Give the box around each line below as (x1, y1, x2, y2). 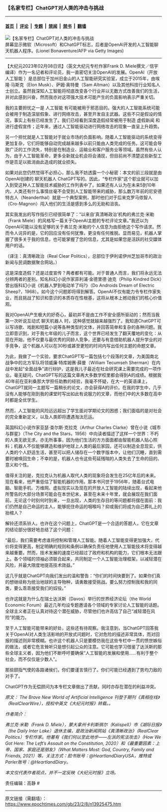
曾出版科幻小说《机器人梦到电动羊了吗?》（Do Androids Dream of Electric (5, 282, 155, 288)
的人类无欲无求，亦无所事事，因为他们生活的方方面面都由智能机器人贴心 (5, 437, 153, 443)
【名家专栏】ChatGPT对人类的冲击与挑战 (5, 4, 104, 11)
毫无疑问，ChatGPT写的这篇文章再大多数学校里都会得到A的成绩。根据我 (13, 372, 162, 378)
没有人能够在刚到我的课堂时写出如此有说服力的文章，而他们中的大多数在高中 (5, 390, 162, 397)
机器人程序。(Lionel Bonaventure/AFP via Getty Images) (9, 47, 124, 53)
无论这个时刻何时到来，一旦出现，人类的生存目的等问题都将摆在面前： (13, 497, 158, 503)
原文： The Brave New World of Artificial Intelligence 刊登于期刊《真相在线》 (5, 694, 160, 700)
